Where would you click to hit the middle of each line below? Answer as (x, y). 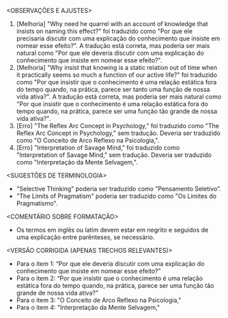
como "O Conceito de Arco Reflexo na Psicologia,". (88, 140)
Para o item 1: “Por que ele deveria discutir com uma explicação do (110, 264)
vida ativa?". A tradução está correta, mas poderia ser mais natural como (119, 97)
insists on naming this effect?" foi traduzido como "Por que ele (104, 31)
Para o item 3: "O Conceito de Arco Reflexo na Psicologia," (99, 300)
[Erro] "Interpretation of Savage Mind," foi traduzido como (98, 148)
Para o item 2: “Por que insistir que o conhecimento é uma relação (109, 278)
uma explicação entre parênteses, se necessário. (85, 237)
